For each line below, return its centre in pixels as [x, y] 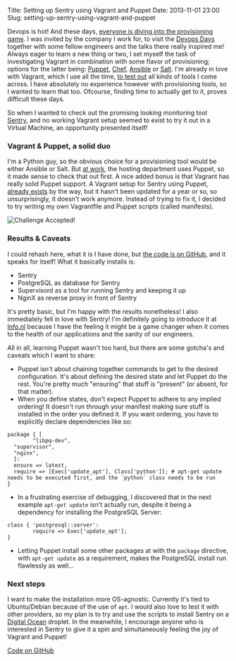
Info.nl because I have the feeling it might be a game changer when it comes [118, 326]
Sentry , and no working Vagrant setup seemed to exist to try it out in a [109, 120]
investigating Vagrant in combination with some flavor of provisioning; [108, 62]
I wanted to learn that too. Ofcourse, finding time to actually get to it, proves [117, 92]
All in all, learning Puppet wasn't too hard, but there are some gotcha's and [116, 347]
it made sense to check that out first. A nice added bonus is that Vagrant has [118, 177]
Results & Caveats [39, 238]
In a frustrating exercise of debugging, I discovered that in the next [114, 497]
